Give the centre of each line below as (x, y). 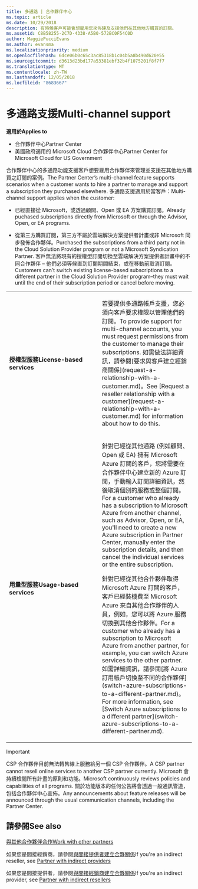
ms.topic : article (29, 17)
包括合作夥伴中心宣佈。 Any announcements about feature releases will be (96, 793)
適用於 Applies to (27, 131)
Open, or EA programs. (42, 223)
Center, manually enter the (139, 542)
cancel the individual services (143, 557)
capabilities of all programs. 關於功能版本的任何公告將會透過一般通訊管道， (97, 786)
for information (163, 416)
